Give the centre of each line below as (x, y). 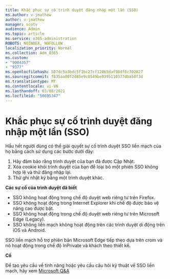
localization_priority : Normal (39, 48)
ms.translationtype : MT (31, 81)
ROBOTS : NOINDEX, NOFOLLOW (34, 44)
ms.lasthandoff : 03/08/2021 (35, 91)
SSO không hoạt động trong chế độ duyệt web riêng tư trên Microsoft (86, 214)
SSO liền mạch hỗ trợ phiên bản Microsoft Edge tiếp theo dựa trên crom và (84, 240)
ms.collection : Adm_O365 (32, 53)
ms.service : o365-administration (41, 39)
